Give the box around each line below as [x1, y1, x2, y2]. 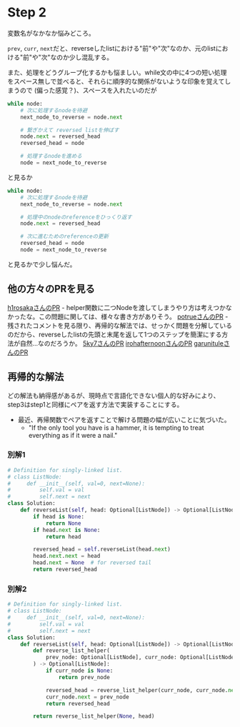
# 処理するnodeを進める [20, 153, 82, 160]
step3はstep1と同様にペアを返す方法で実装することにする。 [7, 400, 184, 408]
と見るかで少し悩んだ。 [7, 260, 76, 269]
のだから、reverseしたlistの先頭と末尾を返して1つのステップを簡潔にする [7, 330, 222, 339]
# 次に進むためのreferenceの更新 [20, 233, 109, 240]
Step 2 [7, 4, 46, 21]
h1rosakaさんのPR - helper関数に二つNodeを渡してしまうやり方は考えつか [7, 303, 226, 311]
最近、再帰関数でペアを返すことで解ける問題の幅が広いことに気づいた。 [17, 415, 231, 423]
